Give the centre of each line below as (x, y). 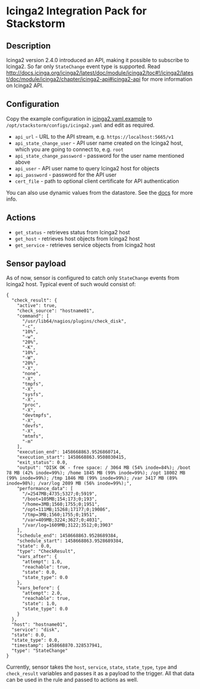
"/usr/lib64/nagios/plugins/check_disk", (74, 321)
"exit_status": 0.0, (42, 463)
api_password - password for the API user (66, 174)
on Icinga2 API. (25, 85)
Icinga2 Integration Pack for (77, 11)
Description (28, 46)
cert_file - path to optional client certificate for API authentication (97, 181)
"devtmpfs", (37, 416)
